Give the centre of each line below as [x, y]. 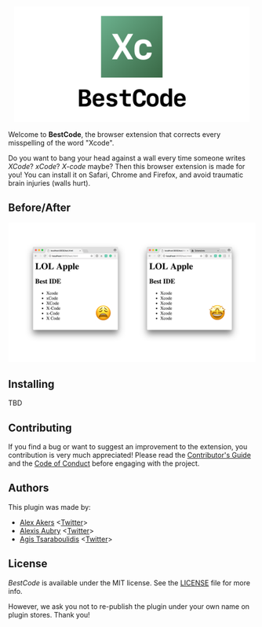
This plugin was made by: [50, 507]
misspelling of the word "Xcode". [61, 143]
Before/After [39, 208]
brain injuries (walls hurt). [49, 183]
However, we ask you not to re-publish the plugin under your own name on [129, 606]
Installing [31, 384]
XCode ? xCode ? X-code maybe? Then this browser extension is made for [127, 167]
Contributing [40, 428]
